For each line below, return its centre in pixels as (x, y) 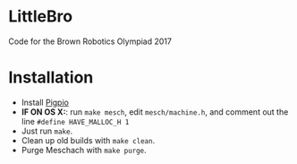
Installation (51, 78)
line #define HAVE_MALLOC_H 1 (75, 121)
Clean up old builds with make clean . (88, 140)
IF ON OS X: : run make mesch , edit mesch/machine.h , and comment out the (155, 112)
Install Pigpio (45, 102)
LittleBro (41, 17)
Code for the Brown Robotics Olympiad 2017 (90, 41)
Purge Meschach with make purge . (84, 150)
